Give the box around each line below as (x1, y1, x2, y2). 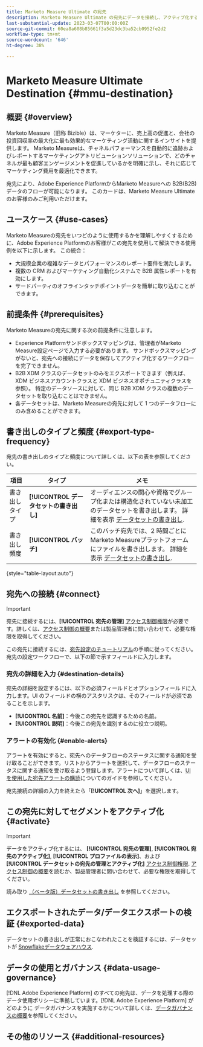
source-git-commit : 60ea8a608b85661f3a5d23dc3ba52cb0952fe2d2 (6, 25, 166, 32)
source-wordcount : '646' (6, 37, 69, 43)
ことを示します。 (11, 700, 54, 707)
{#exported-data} (16, 918, 85, 929)
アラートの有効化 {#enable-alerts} (6, 736, 108, 745)
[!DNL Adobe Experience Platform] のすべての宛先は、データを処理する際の (6, 989, 194, 997)
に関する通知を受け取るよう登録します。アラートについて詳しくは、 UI (16, 767, 192, 774)
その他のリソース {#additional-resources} (6, 1031, 165, 1042)
